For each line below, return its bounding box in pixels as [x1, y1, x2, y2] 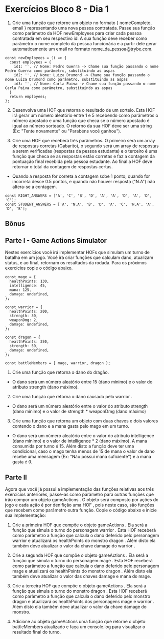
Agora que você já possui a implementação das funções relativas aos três [5, 486, 154, 492]
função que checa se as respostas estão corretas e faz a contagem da [12, 153, 155, 159]
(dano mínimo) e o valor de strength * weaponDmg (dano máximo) [12, 409, 146, 415]
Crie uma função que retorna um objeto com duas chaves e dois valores [12, 418, 158, 424]
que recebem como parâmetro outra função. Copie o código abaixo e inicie [5, 507, 157, 513]
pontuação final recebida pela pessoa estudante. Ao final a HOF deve [12, 159, 153, 164]
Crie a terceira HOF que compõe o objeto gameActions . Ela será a [12, 582, 146, 589]
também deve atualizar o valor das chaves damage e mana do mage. [12, 573, 151, 579]
